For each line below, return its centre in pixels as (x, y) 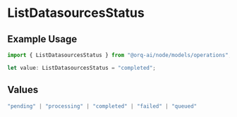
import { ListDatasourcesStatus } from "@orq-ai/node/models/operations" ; (120, 55)
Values (23, 90)
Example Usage (42, 39)
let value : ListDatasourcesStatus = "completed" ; (82, 68)
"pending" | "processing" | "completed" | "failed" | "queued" (102, 106)
